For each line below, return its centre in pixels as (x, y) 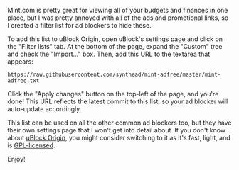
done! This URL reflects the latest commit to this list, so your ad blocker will (118, 101)
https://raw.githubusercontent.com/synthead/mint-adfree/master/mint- (114, 74)
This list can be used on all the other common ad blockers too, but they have (119, 123)
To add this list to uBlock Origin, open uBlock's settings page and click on (115, 39)
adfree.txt (23, 81)
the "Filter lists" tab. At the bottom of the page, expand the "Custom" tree (115, 46)
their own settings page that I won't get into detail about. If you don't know (117, 130)
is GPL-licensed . (31, 145)
